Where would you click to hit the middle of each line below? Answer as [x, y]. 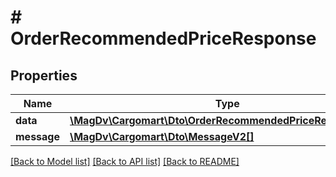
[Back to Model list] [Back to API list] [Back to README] [125, 161]
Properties [44, 75]
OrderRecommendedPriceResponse [163, 38]
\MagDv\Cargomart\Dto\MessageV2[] [162, 136]
